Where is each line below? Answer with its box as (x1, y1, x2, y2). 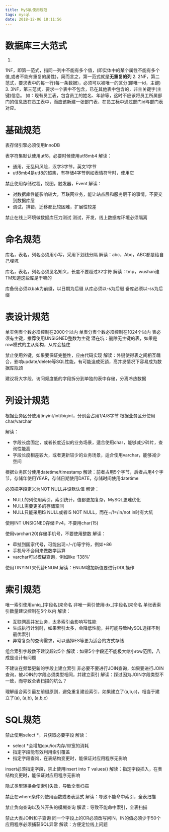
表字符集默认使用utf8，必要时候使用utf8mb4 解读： (5, 153, 112, 159)
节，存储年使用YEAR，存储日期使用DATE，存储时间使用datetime (5, 475, 139, 481)
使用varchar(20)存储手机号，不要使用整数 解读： (5, 531, 106, 537)
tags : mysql (5, 12, 30, 17)
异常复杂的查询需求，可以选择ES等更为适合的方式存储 (12, 638, 124, 643)
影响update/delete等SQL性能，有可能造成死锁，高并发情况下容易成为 (14, 358, 157, 365)
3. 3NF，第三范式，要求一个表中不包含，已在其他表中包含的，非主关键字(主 (5, 86, 162, 92)
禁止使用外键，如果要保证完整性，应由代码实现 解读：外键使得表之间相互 (5, 352, 156, 358)
